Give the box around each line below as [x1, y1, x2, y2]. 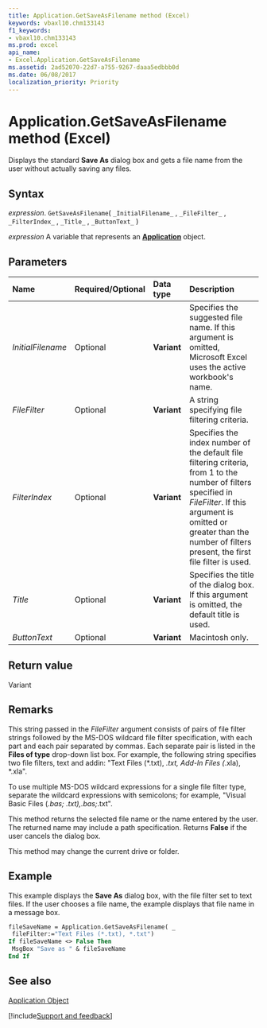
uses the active [189, 362, 246, 373]
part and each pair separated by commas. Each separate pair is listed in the [8, 741, 256, 751]
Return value [8, 659, 73, 673]
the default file [189, 447, 244, 458]
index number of [189, 437, 251, 448]
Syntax [8, 187, 44, 200]
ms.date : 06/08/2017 [8, 71, 77, 79]
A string [189, 394, 219, 405]
